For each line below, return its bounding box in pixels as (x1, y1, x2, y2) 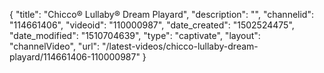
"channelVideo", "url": (9, 40, 101, 52)
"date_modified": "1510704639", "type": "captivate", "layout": (9, 30, 261, 41)
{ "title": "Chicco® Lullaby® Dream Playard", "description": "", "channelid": (9, 9, 314, 20)
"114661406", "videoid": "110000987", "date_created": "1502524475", (9, 19, 295, 31)
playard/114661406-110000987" (9, 51, 141, 63)
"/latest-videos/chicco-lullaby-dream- (102, 40, 259, 52)
